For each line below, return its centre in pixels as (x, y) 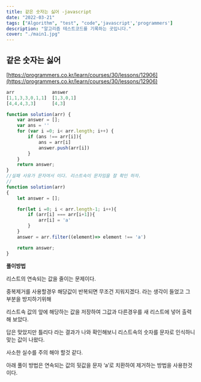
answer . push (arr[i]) (64, 148)
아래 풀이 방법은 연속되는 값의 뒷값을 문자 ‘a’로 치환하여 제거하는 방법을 (89, 365)
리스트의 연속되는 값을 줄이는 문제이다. (51, 279)
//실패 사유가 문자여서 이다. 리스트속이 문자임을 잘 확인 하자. (74, 176)
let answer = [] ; (39, 198)
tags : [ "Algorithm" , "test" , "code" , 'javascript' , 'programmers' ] (89, 23)
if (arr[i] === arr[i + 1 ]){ (61, 215)
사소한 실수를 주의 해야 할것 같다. (45, 352)
